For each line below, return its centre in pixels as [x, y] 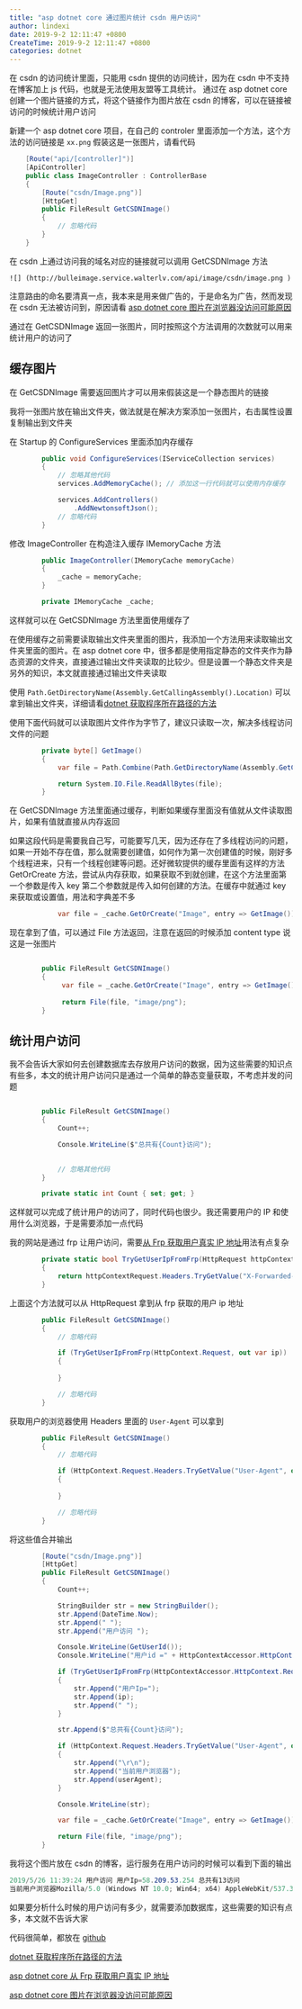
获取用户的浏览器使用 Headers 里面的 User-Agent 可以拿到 [117, 1421]
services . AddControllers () [108, 500]
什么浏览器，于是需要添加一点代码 [80, 1223]
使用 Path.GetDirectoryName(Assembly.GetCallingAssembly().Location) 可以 [150, 692]
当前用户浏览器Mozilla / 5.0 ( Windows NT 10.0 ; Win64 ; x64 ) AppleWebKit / [142, 1888]
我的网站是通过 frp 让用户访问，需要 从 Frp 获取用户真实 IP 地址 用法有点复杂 [149, 1242]
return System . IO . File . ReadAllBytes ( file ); [140, 784]
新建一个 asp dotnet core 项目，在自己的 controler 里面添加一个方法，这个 [147, 131]
